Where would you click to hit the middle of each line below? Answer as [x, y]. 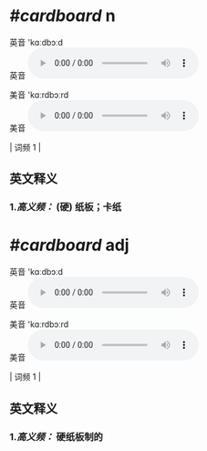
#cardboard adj [69, 245]
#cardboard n [62, 16]
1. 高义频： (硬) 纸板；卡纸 [66, 207]
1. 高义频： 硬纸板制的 [56, 436]
